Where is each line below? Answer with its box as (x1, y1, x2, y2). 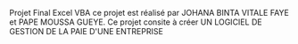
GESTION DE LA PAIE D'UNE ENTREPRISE (9, 26, 163, 36)
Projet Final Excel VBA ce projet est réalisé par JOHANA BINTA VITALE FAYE (9, 8, 290, 18)
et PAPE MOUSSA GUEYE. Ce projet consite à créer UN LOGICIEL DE (9, 17, 262, 27)
